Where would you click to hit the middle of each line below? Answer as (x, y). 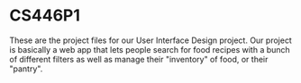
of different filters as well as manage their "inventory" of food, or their (139, 59)
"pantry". (26, 69)
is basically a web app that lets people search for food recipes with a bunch (150, 49)
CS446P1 (45, 16)
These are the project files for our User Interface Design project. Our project (151, 40)
